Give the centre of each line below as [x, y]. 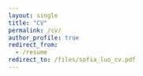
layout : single [33, 15]
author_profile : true [44, 38]
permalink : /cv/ [35, 30]
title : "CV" [28, 23]
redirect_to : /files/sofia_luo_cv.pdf [72, 60]
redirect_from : [33, 45]
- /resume [31, 52]
